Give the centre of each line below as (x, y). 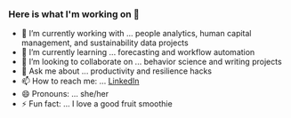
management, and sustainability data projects (105, 43)
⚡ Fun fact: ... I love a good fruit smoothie (97, 104)
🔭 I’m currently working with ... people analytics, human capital (136, 34)
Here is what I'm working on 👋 (74, 14)
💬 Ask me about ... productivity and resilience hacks (117, 71)
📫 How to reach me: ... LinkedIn (80, 81)
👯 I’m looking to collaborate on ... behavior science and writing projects (151, 62)
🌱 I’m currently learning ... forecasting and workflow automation (138, 52)
